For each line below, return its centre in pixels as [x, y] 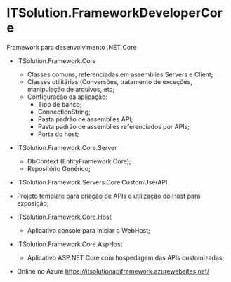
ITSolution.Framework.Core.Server [67, 147]
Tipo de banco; [60, 104]
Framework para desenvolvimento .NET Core [72, 47]
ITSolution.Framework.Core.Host [64, 217]
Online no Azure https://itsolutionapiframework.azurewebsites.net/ [113, 271]
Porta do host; [58, 134]
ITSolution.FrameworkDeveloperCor [114, 13]
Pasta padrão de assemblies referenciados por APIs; [114, 126]
